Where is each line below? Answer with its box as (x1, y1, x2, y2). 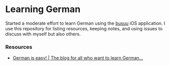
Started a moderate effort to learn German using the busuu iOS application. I (5, 20, 165, 26)
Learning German (5, 4, 80, 15)
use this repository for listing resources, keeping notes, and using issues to (5, 25, 163, 31)
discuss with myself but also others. (5, 31, 81, 37)
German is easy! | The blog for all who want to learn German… (12, 55, 144, 61)
